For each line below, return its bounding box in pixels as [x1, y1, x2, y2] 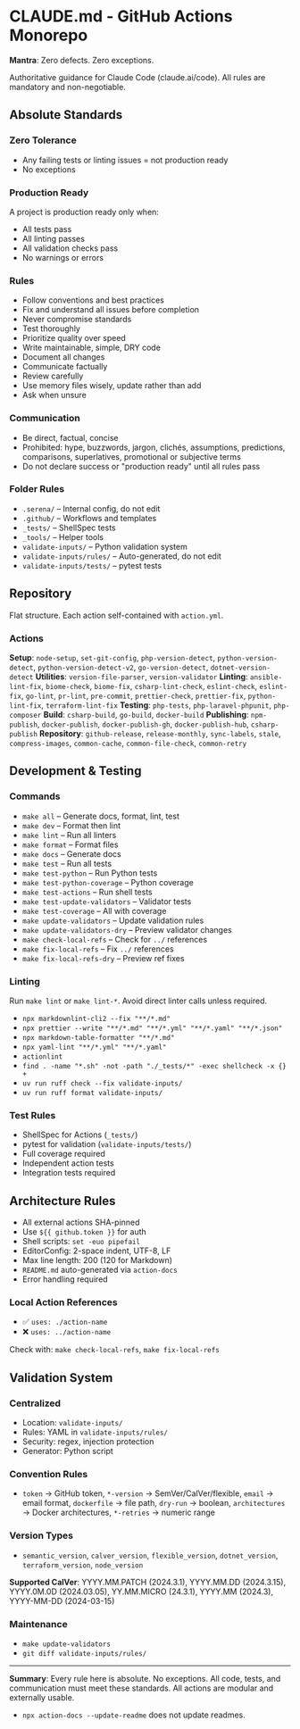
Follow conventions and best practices [21, 295, 165, 305]
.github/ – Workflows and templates [21, 512, 157, 523]
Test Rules [9, 1109, 56, 1121]
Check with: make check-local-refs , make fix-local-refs [9, 1344, 221, 1355]
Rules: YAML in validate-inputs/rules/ [21, 1426, 168, 1437]
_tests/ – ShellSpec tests [21, 522, 116, 533]
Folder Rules [9, 483, 65, 495]
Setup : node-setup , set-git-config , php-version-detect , [9, 652, 216, 662]
